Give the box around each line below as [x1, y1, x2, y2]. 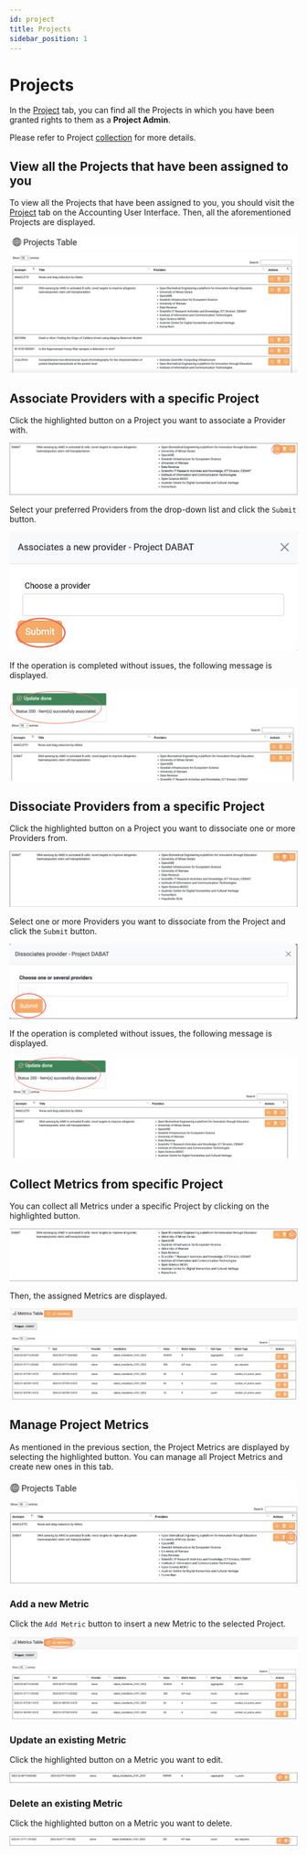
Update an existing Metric [9, 1733, 127, 1746]
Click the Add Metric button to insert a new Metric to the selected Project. [9, 1618, 286, 1629]
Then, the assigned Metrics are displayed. [9, 1290, 168, 1301]
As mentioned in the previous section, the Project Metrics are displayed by [9, 1441, 290, 1453]
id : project [9, 15, 55, 24]
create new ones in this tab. [9, 1461, 114, 1472]
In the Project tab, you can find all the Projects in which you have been [9, 105, 275, 116]
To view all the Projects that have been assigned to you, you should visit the [9, 197, 295, 208]
